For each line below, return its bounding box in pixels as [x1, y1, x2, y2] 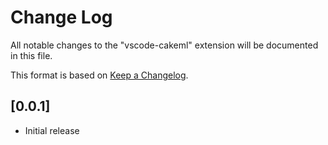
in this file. [10, 49, 53, 61]
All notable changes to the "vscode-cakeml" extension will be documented [10, 39, 319, 51]
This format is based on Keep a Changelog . [10, 69, 189, 81]
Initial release [24, 124, 80, 136]
